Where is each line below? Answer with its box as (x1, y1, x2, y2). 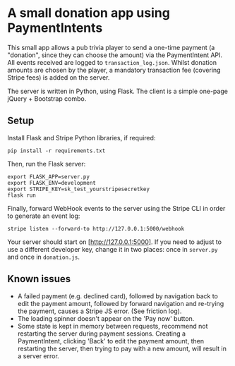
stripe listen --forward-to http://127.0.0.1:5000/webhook (7, 225, 185, 232)
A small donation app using (7, 5, 171, 21)
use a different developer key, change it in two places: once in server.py (7, 245, 218, 253)
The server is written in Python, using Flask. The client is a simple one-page (7, 87, 228, 95)
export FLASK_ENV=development (7, 179, 97, 186)
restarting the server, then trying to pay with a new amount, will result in (17, 344, 227, 353)
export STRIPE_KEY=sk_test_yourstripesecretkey (7, 185, 150, 193)
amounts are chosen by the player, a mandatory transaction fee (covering (7, 66, 221, 74)
